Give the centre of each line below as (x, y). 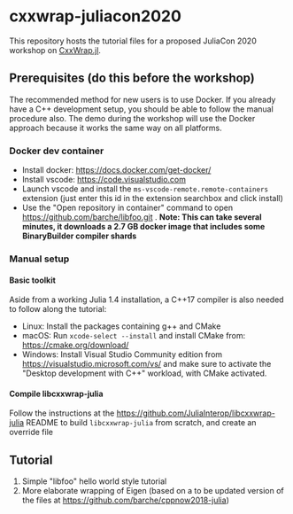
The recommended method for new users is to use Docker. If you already (143, 99)
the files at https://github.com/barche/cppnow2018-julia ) (126, 500)
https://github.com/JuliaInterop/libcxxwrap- (196, 413)
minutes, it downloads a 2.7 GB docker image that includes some (143, 227)
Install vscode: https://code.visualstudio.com (104, 180)
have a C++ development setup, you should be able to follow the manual (142, 109)
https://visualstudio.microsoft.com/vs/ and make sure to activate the (146, 364)
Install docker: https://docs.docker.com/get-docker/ (116, 170)
